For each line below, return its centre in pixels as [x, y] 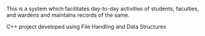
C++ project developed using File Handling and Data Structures [86, 27]
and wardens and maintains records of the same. [68, 15]
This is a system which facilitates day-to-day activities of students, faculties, [103, 9]
